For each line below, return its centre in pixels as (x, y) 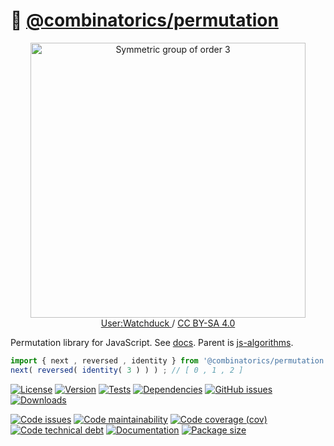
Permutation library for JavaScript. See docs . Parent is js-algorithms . (152, 342)
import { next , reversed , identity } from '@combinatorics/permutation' (169, 360)
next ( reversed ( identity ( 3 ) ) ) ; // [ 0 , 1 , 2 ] (127, 370)
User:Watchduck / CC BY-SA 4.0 (168, 323)
